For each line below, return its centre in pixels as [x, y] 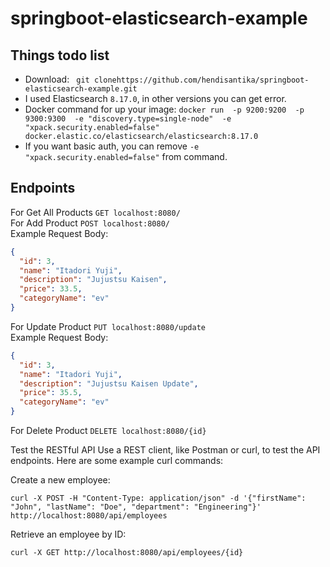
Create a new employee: [60, 480]
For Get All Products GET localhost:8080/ [95, 212]
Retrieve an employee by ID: [68, 534]
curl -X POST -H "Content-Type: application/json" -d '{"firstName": [158, 498]
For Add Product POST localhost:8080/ [90, 223]
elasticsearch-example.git [81, 89]
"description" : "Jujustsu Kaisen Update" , [109, 383]
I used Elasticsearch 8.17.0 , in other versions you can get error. [155, 98]
